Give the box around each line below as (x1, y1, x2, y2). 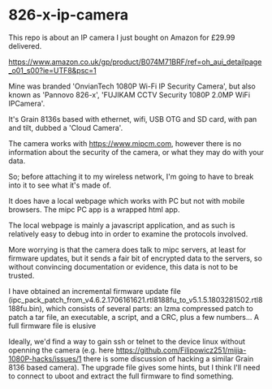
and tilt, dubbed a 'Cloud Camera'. (8, 123, 123, 132)
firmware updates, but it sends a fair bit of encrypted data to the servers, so (8, 253, 262, 263)
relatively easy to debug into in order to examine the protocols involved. (8, 229, 248, 239)
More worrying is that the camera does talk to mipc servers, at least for (8, 244, 246, 254)
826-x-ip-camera (8, 6, 129, 24)
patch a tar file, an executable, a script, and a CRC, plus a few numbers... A (8, 312, 260, 322)
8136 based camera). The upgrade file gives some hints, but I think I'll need (8, 362, 261, 372)
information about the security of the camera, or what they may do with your (8, 147, 264, 157)
